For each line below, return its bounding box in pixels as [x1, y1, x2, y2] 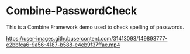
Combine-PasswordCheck [6, 4, 137, 18]
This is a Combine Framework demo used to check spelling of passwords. [6, 23, 184, 31]
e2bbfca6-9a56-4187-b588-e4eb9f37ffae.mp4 [6, 41, 120, 48]
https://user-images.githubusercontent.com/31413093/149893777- [6, 35, 168, 42]
